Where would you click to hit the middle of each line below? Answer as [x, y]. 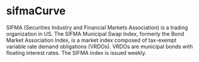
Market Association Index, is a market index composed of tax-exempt [91, 40]
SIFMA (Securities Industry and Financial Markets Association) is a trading [97, 27]
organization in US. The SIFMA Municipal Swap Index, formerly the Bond [95, 33]
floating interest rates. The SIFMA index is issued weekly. [77, 52]
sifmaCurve [36, 11]
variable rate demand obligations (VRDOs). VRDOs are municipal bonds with [100, 46]
